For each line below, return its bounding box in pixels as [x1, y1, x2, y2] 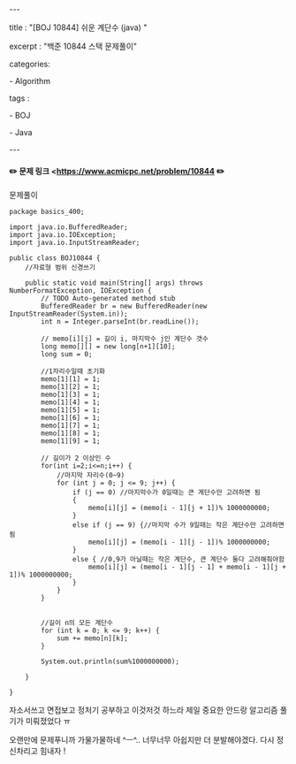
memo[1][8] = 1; [41, 429, 101, 438]
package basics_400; [9, 208, 86, 217]
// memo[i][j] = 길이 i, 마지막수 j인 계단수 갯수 [41, 334, 209, 344]
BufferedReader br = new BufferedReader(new [41, 302, 208, 311]
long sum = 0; [41, 350, 93, 359]
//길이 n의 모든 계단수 [41, 619, 113, 628]
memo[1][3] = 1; [41, 390, 101, 400]
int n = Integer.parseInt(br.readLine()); [41, 317, 200, 326]
